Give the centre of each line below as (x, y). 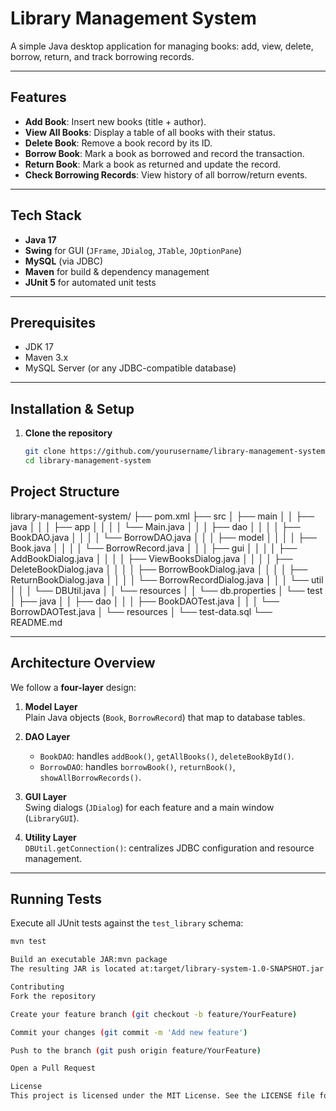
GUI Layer (45, 796)
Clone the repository (68, 433)
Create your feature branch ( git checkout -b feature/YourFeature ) (154, 1014)
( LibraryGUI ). (52, 818)
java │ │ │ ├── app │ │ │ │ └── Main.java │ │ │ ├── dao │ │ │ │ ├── (155, 526)
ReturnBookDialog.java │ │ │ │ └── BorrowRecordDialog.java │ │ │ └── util (167, 579)
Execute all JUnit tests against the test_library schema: (127, 923)
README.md (36, 622)
